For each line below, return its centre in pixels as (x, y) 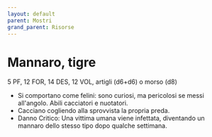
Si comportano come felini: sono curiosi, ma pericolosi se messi (111, 96)
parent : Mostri (30, 21)
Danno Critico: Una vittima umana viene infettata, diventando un (111, 119)
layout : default (31, 14)
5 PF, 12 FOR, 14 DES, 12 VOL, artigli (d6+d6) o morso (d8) (92, 82)
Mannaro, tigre (52, 62)
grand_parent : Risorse (41, 27)
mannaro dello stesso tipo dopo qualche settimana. (93, 126)
